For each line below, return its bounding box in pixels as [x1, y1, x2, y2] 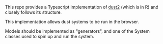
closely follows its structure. [5, 9, 62, 15]
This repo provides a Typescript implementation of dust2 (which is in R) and [5, 4, 159, 10]
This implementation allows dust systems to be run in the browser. [5, 19, 139, 24]
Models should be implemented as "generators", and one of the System [5, 28, 150, 34]
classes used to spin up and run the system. [5, 34, 94, 39]
